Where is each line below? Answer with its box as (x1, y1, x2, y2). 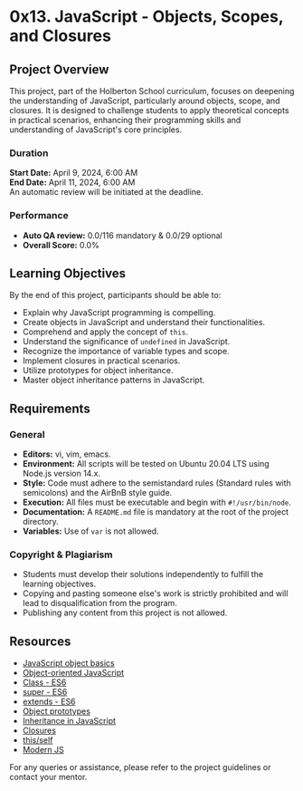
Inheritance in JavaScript (22, 716, 116, 727)
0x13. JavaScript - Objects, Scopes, (9, 6, 284, 27)
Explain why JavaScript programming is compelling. (22, 307, 216, 318)
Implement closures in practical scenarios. (22, 355, 181, 366)
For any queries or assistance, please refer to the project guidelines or (9, 762, 271, 773)
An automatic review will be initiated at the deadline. (9, 187, 204, 198)
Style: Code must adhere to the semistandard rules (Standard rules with (22, 477, 291, 488)
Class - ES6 (22, 677, 67, 688)
